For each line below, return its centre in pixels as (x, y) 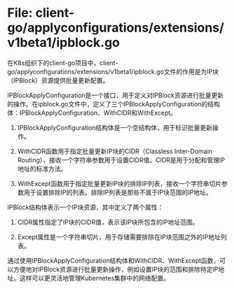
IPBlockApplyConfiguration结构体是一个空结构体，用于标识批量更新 (115, 127)
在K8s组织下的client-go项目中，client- (63, 63)
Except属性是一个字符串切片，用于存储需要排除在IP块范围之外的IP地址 (119, 237)
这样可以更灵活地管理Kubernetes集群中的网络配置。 (94, 278)
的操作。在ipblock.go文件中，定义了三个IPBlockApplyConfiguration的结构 (114, 104)
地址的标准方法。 (42, 169)
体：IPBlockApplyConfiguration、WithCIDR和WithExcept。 (92, 113)
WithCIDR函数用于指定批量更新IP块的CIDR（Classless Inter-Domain (115, 151)
